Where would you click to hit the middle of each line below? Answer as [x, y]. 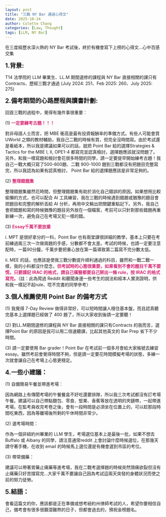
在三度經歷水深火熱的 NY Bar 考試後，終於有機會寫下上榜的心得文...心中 [78, 47]
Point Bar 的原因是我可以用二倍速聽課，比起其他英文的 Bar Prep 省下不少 [83, 331]
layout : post [19, 10]
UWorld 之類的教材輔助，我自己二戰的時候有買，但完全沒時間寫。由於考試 [81, 139]
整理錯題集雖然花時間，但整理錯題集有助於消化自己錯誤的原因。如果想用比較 [83, 191]
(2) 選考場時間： [22, 423]
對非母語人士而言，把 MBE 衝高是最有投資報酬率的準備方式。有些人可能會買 [83, 133]
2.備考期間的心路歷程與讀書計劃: [51, 101]
